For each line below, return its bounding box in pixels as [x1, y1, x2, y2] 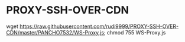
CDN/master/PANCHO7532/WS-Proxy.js [6, 29, 105, 36]
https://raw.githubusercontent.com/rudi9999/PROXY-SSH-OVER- [20, 23, 179, 30]
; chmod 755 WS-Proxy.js [103, 29, 166, 36]
